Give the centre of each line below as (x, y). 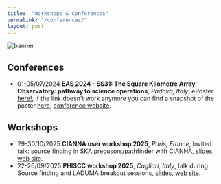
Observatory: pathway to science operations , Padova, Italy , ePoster (115, 91)
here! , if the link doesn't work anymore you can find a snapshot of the (116, 99)
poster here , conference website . (64, 106)
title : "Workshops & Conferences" (58, 13)
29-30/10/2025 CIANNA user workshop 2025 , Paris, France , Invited (114, 144)
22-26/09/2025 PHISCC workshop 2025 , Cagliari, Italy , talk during (112, 166)
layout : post (26, 26)
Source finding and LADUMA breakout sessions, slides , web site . (109, 173)
